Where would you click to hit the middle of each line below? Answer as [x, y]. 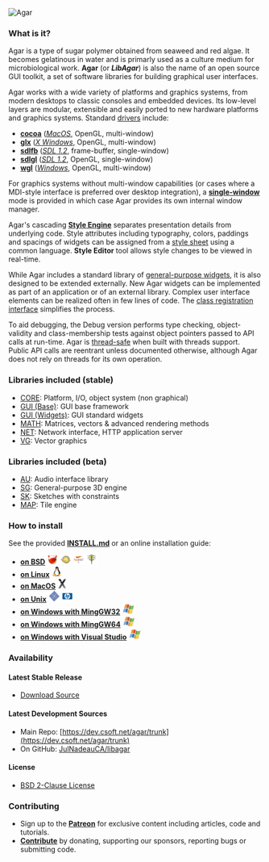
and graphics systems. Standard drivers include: [89, 118]
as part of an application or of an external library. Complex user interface [129, 292]
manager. [24, 209]
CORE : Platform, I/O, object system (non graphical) [104, 398]
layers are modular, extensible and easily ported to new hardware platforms [134, 110]
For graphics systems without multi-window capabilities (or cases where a [132, 184]
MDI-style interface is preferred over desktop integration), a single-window [134, 192]
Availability [31, 658]
